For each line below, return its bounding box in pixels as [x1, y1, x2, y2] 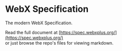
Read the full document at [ [5, 29, 61, 35]
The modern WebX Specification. [5, 20, 73, 26]
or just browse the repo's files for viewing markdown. [5, 40, 114, 46]
